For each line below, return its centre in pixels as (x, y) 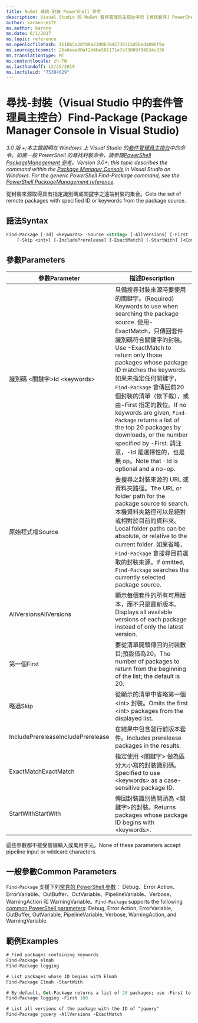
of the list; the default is (147, 676)
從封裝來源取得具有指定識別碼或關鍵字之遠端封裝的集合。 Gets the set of (94, 194)
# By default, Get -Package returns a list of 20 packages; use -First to (99, 993)
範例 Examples (32, 941)
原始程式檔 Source (34, 532)
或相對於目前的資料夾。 (147, 520)
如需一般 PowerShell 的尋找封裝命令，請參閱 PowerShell (84, 155)
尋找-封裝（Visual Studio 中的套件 (90, 103)
